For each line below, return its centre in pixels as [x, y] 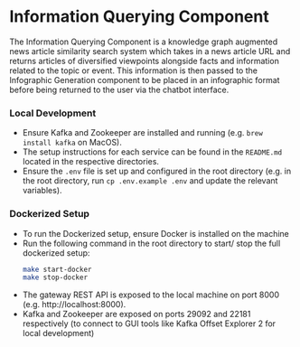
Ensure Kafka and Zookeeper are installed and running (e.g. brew [143, 133]
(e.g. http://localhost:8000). [74, 305]
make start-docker [57, 269]
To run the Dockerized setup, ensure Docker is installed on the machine [155, 233]
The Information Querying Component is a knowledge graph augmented [144, 42]
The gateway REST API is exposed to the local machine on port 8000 [151, 295]
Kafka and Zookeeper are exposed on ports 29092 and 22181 [136, 314]
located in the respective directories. [91, 162]
